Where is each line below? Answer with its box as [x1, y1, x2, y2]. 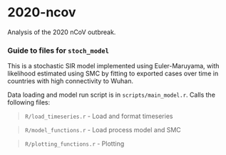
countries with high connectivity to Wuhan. [7, 77, 134, 85]
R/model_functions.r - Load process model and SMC [24, 126, 182, 134]
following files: [7, 98, 51, 107]
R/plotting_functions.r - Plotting [24, 139, 125, 148]
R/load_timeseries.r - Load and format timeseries [24, 112, 173, 121]
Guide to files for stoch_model [7, 46, 109, 55]
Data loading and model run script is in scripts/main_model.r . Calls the [7, 90, 216, 100]
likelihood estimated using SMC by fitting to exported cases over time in [7, 69, 219, 78]
